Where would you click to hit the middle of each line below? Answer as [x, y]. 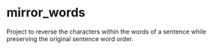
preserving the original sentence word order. [70, 38]
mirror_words [46, 13]
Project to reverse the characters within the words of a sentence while [106, 32]
